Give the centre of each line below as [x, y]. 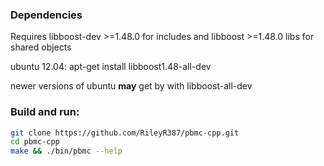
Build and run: [45, 112]
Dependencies [46, 15]
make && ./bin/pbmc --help [66, 151]
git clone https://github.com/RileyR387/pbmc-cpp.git [125, 133]
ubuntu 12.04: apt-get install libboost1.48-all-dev [111, 67]
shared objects [41, 47]
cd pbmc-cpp [35, 142]
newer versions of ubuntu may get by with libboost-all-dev [131, 86]
